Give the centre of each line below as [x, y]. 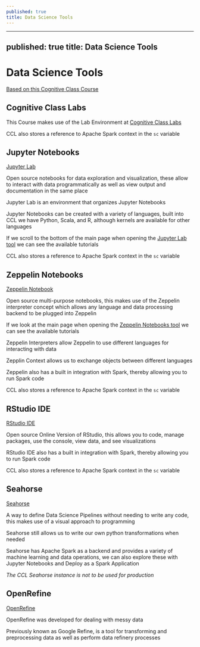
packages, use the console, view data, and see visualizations [81, 441]
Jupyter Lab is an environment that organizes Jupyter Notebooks [86, 203]
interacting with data [31, 349]
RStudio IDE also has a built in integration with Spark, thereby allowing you [97, 453]
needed [15, 539]
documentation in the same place [47, 191]
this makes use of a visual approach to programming [71, 521]
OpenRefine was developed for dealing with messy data [75, 620]
